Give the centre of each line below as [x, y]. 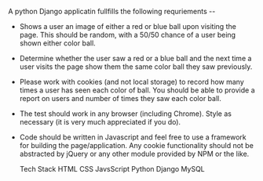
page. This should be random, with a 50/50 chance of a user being [128, 35]
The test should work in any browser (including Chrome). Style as [125, 114]
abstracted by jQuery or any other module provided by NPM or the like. [134, 154]
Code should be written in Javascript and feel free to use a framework [133, 137]
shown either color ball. [57, 43]
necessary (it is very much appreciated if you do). [100, 122]
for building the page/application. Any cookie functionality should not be [136, 145]
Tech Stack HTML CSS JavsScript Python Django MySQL [112, 169]
